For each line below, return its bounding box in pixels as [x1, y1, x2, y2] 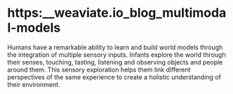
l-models [7, 20, 61, 36]
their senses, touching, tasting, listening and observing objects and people [7, 58, 223, 66]
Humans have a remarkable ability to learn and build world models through [7, 43, 223, 51]
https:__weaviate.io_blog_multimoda [7, 5, 227, 21]
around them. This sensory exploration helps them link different [7, 65, 191, 74]
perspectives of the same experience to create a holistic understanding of [7, 72, 221, 81]
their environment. [7, 80, 61, 88]
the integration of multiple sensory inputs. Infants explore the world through [7, 51, 226, 59]
